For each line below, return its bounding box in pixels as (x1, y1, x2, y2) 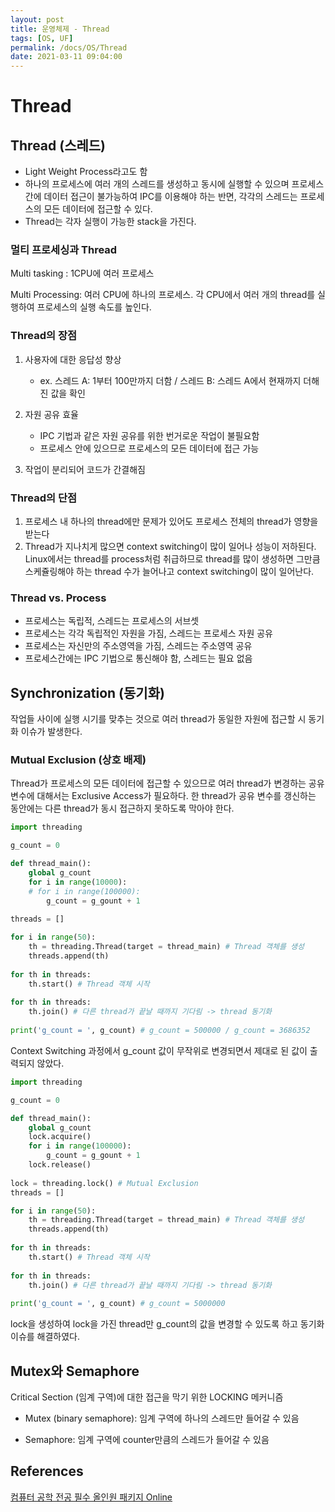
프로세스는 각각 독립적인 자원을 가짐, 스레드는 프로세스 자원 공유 (24, 627, 273, 640)
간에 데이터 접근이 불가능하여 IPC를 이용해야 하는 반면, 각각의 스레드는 (24, 191, 298, 203)
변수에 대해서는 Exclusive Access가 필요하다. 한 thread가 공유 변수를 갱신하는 (10, 790, 317, 802)
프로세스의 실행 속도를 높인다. (36, 301, 152, 313)
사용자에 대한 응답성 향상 (24, 353, 122, 365)
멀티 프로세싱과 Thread (10, 243, 118, 257)
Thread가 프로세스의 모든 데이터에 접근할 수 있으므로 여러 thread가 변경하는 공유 (10, 777, 325, 790)
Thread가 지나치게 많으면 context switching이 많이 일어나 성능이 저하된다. (24, 541, 317, 553)
